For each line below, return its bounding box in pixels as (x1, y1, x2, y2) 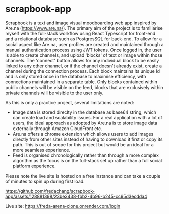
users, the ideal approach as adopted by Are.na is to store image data (12, 120, 158, 126)
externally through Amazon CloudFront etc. (12, 125, 102, 132)
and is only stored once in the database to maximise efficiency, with (5, 73, 146, 79)
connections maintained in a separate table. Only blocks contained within (5, 79, 157, 85)
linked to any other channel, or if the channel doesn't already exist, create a (5, 63, 162, 69)
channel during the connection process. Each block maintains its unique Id (5, 68, 160, 74)
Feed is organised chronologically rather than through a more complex (12, 152, 159, 158)
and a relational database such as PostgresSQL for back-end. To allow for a (5, 36, 162, 42)
